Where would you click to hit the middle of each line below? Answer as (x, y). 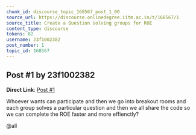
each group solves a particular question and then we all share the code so (98, 107)
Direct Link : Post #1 (31, 89)
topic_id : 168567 (28, 51)
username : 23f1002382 (33, 40)
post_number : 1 (25, 46)
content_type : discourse (37, 28)
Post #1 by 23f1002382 (51, 75)
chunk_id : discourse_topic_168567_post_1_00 (63, 12)
